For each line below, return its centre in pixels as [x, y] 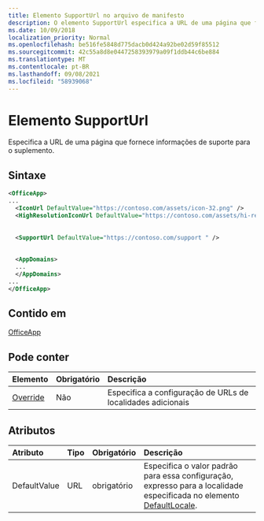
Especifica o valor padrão [191, 466]
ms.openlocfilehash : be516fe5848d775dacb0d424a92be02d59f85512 [114, 45]
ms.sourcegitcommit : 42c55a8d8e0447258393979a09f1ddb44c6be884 [114, 52]
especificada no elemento [191, 495]
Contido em [37, 313]
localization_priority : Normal [59, 37]
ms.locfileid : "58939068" [50, 81]
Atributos [32, 430]
